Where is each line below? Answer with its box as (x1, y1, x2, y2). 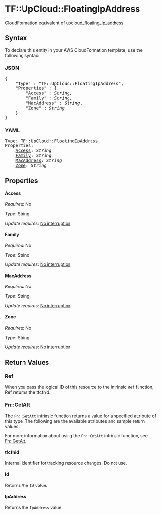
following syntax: (5, 52, 40, 58)
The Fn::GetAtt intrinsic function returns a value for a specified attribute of (5, 413, 157, 419)
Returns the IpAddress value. (5, 505, 63, 511)
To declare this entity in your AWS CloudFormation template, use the (5, 47, 143, 53)
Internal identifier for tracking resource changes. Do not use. (5, 460, 127, 466)
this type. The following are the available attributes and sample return (5, 418, 145, 424)
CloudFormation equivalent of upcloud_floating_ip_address (5, 20, 124, 26)
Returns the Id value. (5, 482, 47, 488)
